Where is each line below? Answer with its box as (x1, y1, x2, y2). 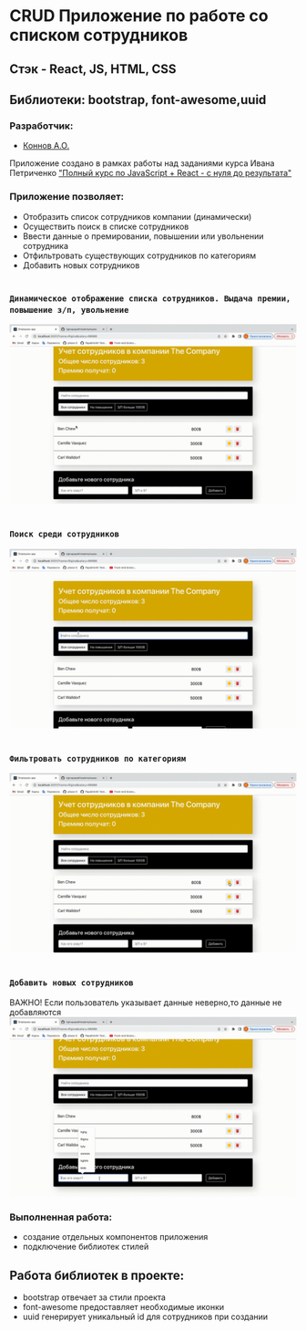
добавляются (9, 1006, 62, 1017)
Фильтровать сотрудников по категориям (9, 754, 187, 764)
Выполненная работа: (9, 1211, 113, 1223)
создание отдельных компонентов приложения (22, 1232, 209, 1243)
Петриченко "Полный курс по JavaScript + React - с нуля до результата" (9, 168, 292, 179)
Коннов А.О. (22, 140, 70, 151)
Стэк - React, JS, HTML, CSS (9, 61, 177, 77)
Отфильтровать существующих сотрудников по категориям (22, 250, 257, 261)
